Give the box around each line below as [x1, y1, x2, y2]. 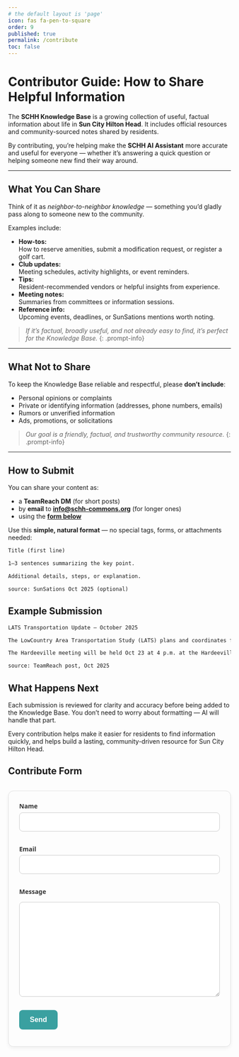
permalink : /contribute [8, 37, 78, 44]
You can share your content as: [8, 483, 99, 492]
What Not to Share [8, 361, 91, 373]
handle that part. [8, 716, 57, 724]
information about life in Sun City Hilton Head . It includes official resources [8, 120, 227, 128]
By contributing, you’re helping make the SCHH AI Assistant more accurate [8, 141, 228, 150]
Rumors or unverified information [18, 408, 115, 417]
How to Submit [8, 464, 75, 476]
